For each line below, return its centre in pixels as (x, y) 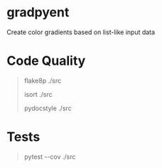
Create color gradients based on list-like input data (81, 32)
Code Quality (46, 61)
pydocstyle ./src (48, 108)
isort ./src (38, 94)
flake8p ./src (43, 80)
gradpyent (38, 12)
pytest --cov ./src (50, 157)
